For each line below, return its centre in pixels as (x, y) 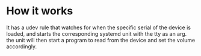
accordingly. (22, 46)
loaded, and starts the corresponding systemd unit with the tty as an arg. (97, 33)
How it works (40, 11)
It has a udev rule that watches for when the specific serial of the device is (99, 27)
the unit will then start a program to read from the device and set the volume (101, 40)
